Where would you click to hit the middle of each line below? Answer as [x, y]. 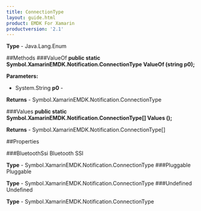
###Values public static [37, 112]
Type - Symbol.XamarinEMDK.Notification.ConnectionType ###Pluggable [98, 165]
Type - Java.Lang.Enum [37, 46]
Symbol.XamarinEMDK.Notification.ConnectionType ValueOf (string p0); [100, 64]
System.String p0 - [39, 88]
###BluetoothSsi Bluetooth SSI [45, 153]
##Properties [23, 142]
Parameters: [22, 76]
